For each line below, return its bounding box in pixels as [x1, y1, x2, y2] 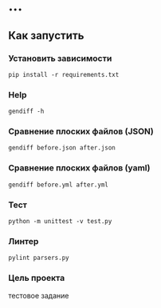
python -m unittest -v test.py [8, 218, 112, 226]
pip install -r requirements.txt [8, 70, 120, 78]
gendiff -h [8, 107, 45, 116]
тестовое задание [8, 290, 69, 300]
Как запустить [8, 29, 84, 42]
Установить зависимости [8, 53, 112, 64]
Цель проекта [8, 273, 65, 284]
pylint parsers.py [8, 254, 69, 262]
